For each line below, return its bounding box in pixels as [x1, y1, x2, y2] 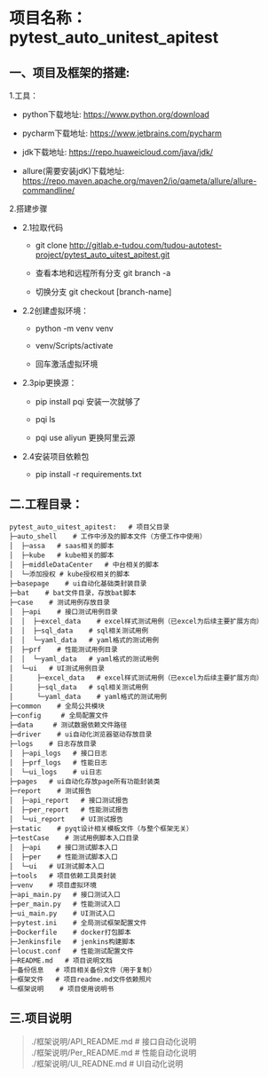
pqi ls [35, 414, 56, 424]
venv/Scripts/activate [35, 341, 114, 350]
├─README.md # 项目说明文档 [9, 955, 113, 965]
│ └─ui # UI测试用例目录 [9, 664, 105, 672]
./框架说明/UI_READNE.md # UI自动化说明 [30, 1057, 184, 1069]
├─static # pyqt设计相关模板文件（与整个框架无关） [9, 824, 193, 833]
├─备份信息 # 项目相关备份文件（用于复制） [9, 965, 157, 974]
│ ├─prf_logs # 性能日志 [9, 758, 108, 767]
